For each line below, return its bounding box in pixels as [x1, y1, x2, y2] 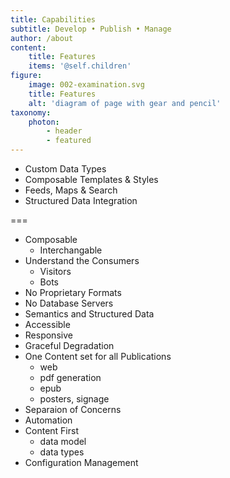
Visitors [39, 266, 72, 277]
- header [46, 126, 83, 136]
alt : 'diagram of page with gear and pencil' [28, 98, 222, 108]
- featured [46, 136, 92, 146]
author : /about [10, 33, 74, 43]
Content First [24, 425, 79, 436]
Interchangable [39, 244, 103, 256]
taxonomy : [10, 107, 52, 118]
